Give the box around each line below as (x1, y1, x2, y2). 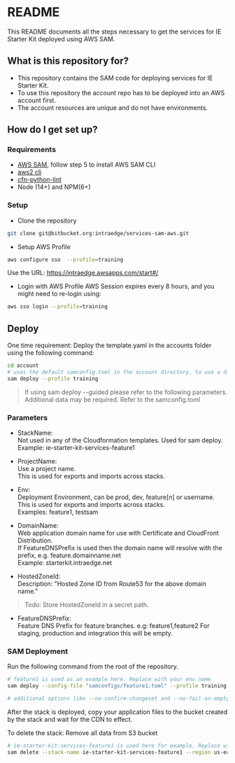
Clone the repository (17, 216, 77, 225)
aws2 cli (17, 168, 42, 176)
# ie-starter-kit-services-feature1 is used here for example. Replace (7, 743, 220, 750)
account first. (17, 96, 56, 104)
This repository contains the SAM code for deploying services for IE (17, 73, 213, 82)
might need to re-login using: (17, 290, 101, 298)
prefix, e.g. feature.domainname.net (17, 551, 121, 560)
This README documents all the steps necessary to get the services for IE (7, 27, 222, 36)
